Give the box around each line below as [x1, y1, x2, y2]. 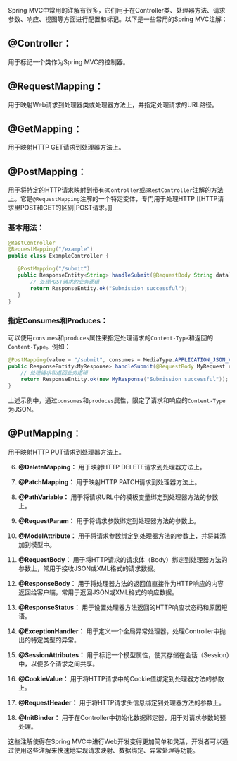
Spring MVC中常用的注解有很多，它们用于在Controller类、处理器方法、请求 [8, 6, 226, 14]
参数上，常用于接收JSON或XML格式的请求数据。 [18, 564, 160, 573]
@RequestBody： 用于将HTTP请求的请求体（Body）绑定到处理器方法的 [18, 555, 228, 563]
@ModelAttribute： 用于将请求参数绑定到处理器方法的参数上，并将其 [18, 532, 220, 540]
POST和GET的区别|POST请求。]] [20, 203, 113, 212]
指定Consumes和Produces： [8, 316, 108, 326]
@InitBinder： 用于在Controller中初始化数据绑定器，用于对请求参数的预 [18, 713, 226, 721]
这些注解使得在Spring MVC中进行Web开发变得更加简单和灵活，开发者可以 [8, 737, 223, 745]
